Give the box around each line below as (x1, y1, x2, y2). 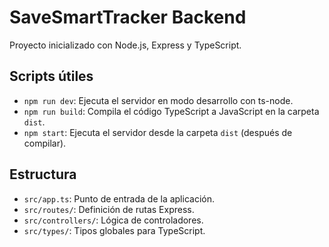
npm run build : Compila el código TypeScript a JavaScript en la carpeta (23, 105, 320, 117)
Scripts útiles (9, 68, 94, 85)
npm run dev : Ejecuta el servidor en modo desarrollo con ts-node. (23, 94, 294, 106)
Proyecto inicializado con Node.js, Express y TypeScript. (9, 39, 242, 51)
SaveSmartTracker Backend (9, 6, 247, 29)
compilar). (23, 137, 67, 149)
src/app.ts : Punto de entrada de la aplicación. (23, 192, 215, 205)
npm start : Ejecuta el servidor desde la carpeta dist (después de (23, 126, 293, 138)
